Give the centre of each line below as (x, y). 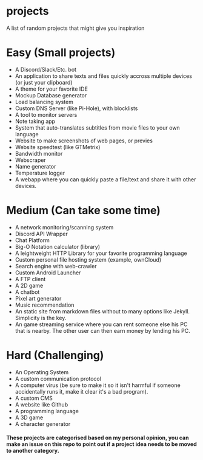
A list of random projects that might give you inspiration (75, 28)
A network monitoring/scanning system (64, 227)
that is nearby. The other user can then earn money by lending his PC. (103, 330)
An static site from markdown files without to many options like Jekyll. (102, 311)
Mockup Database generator (51, 95)
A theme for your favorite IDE (51, 89)
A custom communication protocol (58, 378)
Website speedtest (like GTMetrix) (58, 147)
